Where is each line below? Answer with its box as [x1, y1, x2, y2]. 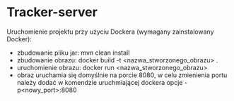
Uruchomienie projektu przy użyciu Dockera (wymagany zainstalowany [6, 27, 214, 36]
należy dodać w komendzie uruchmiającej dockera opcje [16, 78, 183, 86]
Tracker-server [6, 4, 98, 20]
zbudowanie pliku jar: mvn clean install [16, 48, 130, 57]
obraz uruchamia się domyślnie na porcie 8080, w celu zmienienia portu [16, 71, 228, 79]
